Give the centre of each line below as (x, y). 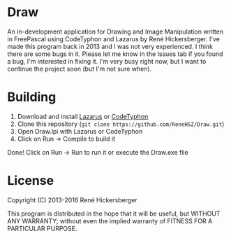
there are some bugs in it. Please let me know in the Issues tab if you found (115, 54)
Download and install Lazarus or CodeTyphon (83, 116)
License (31, 181)
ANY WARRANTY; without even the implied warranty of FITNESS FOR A (110, 220)
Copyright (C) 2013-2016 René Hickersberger (72, 199)
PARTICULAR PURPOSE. (42, 228)
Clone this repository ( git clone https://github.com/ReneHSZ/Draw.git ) (121, 124)
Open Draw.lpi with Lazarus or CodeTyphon (80, 131)
